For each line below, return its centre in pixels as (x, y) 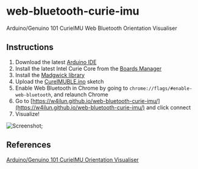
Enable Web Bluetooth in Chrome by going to (72, 88)
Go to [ (24, 101)
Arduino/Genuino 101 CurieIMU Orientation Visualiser (72, 159)
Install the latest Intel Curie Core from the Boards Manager (88, 68)
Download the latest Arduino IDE (56, 62)
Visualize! (27, 113)
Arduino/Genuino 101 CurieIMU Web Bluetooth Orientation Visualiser (92, 28)
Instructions (30, 47)
